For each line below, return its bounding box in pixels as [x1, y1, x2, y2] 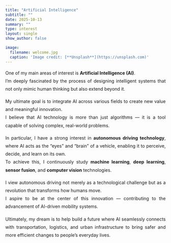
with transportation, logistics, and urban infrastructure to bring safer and [5, 224, 166, 230]
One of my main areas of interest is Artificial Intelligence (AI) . [5, 70, 136, 76]
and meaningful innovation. [5, 106, 63, 113]
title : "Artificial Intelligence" [5, 7, 79, 13]
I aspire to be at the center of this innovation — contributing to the [5, 196, 166, 202]
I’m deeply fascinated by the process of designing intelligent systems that [5, 77, 166, 84]
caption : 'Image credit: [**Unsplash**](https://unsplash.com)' [10, 55, 149, 60]
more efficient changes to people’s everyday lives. [5, 232, 111, 238]
